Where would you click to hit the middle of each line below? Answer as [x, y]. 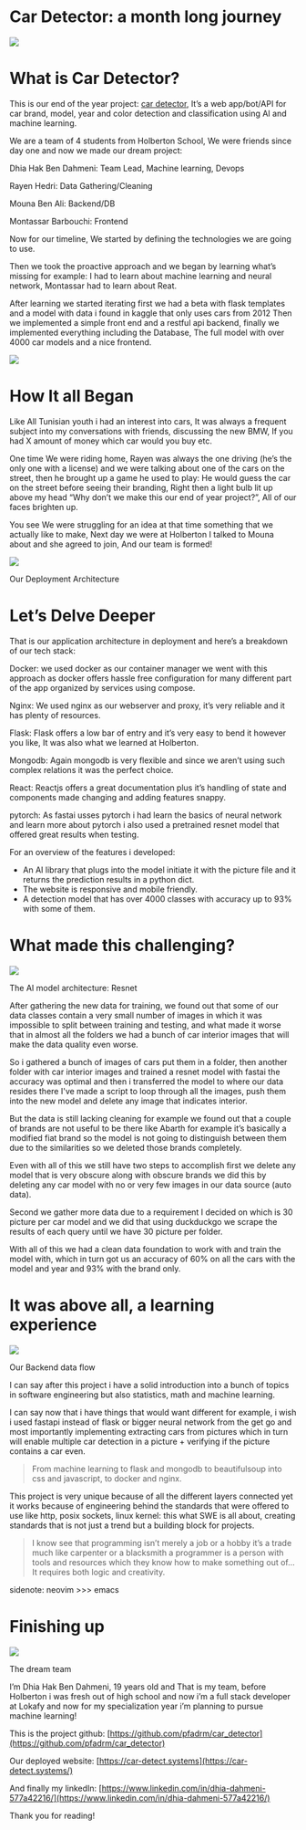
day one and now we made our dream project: [96, 150]
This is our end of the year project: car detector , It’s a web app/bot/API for [148, 103]
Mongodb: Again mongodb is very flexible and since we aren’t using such [147, 760]
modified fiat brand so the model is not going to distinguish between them [148, 1137]
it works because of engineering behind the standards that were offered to [149, 1506]
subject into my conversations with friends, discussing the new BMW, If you [151, 431]
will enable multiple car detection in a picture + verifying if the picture [140, 1441]
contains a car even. [48, 1451]
